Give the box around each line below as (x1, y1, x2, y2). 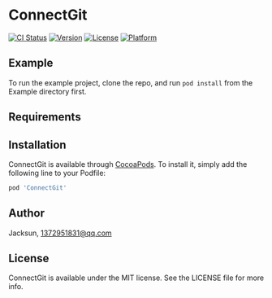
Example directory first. (8, 86, 87, 96)
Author (8, 206, 45, 221)
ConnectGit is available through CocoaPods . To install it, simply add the (8, 159, 248, 169)
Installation (8, 138, 67, 151)
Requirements (8, 110, 81, 124)
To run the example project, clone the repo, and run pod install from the (8, 77, 253, 87)
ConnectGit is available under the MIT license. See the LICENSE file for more (8, 273, 265, 283)
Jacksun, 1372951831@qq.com (8, 228, 112, 238)
